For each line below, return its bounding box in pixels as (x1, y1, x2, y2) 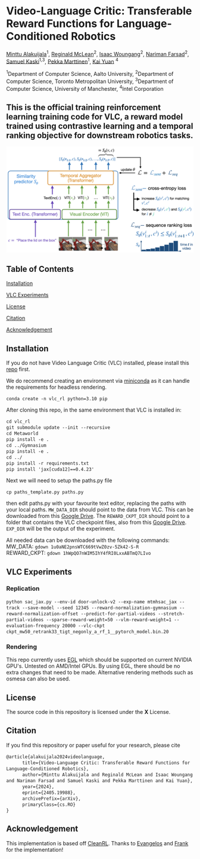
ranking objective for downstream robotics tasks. (6, 130, 193, 140)
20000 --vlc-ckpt (62, 622, 105, 628)
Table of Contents (6, 264, 74, 274)
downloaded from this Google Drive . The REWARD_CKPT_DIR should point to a (6, 513, 190, 520)
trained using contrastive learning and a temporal (6, 121, 193, 131)
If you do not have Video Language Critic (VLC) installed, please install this (6, 360, 189, 367)
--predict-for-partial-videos (80, 610, 156, 616)
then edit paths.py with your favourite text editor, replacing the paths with (6, 500, 186, 507)
